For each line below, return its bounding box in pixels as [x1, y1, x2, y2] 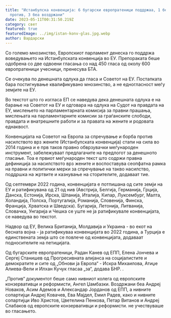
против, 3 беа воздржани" [10, 12, 65, 17]
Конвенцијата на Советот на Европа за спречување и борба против [5, 133, 153, 139]
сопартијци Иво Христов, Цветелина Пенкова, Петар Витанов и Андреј [5, 297, 159, 303]
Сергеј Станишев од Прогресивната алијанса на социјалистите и [5, 255, 147, 261]
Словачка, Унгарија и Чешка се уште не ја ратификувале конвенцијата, [5, 208, 160, 214]
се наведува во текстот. [5, 213, 58, 219]
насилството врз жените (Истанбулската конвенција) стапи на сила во [5, 138, 159, 145]
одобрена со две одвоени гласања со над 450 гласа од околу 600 [5, 61, 151, 67]
